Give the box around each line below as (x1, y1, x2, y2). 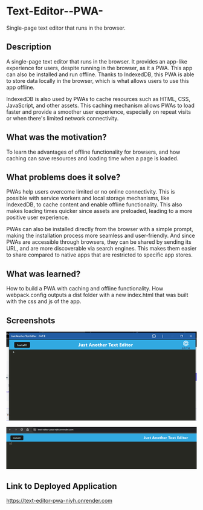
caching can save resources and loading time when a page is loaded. (6, 154, 179, 162)
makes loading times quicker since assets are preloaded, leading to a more (6, 208, 193, 215)
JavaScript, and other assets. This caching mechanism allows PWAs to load (6, 102, 195, 109)
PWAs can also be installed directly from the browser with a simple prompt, (6, 226, 193, 233)
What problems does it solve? (6, 172, 121, 182)
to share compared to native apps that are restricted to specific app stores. (6, 251, 193, 258)
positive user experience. (6, 214, 69, 221)
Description (6, 42, 51, 52)
